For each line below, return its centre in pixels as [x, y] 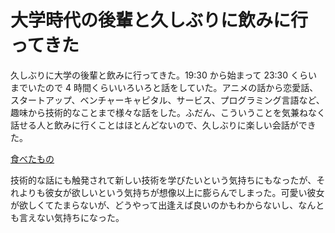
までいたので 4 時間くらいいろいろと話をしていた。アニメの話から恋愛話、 [164, 87]
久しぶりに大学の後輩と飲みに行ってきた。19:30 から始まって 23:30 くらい [164, 75]
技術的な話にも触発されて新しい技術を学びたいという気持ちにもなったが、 [163, 180]
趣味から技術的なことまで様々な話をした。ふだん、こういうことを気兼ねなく [168, 112]
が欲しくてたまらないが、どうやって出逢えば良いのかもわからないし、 [154, 205]
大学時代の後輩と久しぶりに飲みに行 [159, 20]
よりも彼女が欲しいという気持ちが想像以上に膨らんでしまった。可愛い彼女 [171, 192]
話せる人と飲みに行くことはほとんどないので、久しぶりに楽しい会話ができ [163, 125]
